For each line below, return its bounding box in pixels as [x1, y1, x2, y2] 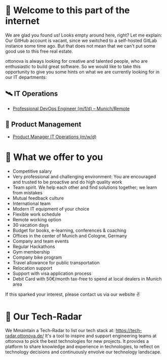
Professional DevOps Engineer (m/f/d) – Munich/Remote [12, 105, 130, 111]
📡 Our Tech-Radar [5, 311, 82, 322]
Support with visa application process [12, 270, 92, 276]
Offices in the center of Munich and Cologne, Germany [12, 232, 128, 238]
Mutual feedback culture [12, 195, 64, 201]
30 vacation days [12, 222, 49, 228]
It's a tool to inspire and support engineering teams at [45, 333, 157, 339]
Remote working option [12, 216, 62, 222]
